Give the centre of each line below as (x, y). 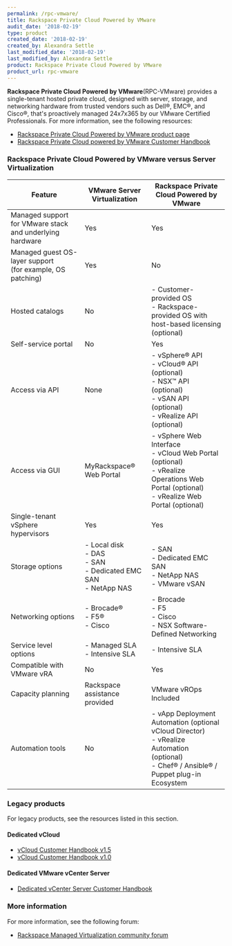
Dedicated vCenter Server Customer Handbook (85, 889)
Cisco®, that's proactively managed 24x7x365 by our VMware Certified (109, 113)
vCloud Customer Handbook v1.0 (64, 857)
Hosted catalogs (37, 311)
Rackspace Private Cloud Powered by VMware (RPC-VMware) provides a (112, 91)
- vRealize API (175, 416)
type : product (28, 33)
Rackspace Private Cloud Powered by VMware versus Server (112, 159)
